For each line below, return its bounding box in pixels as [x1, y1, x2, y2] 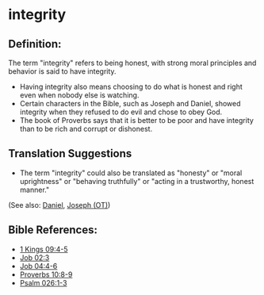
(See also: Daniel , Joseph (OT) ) [8, 200, 111, 209]
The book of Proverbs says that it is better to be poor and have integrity [19, 116, 254, 125]
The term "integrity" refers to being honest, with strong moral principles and [8, 58, 257, 67]
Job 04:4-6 [19, 261, 58, 270]
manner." [19, 185, 50, 194]
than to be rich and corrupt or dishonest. [19, 125, 153, 133]
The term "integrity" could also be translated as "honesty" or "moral [19, 168, 243, 178]
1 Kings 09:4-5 [19, 244, 68, 254]
